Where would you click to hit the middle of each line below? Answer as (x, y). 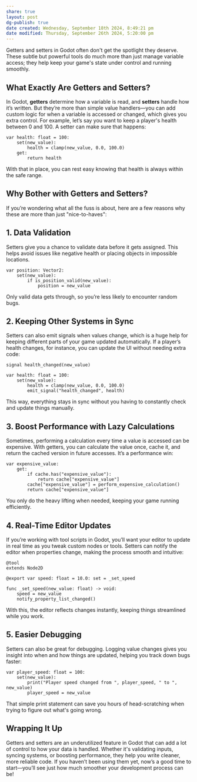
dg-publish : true (27, 22)
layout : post (22, 17)
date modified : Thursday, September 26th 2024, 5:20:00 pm (80, 34)
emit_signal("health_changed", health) (76, 391)
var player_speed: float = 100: (46, 672)
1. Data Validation (39, 233)
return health (44, 158)
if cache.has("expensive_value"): (69, 475)
